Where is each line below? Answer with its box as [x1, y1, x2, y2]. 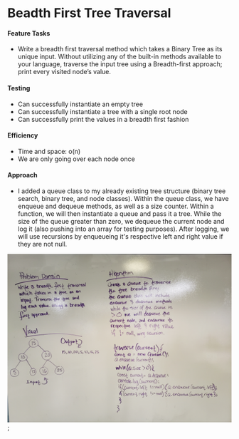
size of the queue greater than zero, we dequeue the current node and [17, 217, 225, 225]
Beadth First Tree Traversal [7, 5, 171, 21]
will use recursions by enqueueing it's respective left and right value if [17, 232, 223, 240]
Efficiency [7, 131, 38, 140]
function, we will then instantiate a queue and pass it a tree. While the [17, 210, 222, 218]
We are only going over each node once [17, 155, 135, 163]
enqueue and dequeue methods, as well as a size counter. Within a [17, 202, 215, 210]
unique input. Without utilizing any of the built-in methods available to [17, 52, 222, 61]
